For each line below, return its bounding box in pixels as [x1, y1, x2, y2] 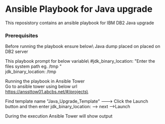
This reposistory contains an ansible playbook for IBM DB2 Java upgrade [5, 20, 155, 26]
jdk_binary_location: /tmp [5, 69, 56, 75]
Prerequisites [5, 32, 38, 39]
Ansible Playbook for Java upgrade [5, 3, 153, 15]
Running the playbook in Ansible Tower [5, 78, 85, 84]
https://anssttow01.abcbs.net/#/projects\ [5, 89, 88, 95]
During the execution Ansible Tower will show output [5, 113, 113, 119]
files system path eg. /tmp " [5, 63, 62, 70]
